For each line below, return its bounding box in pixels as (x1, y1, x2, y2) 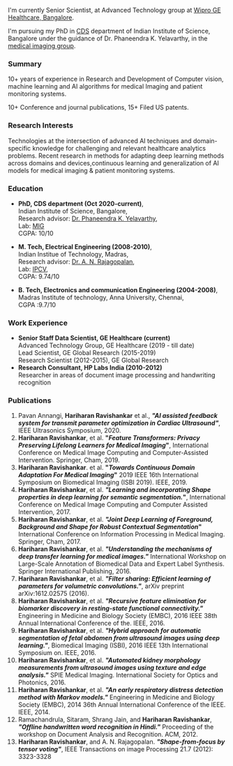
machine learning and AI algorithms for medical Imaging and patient (8, 82, 203, 91)
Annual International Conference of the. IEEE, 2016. (17, 619, 165, 627)
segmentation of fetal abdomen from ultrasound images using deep (17, 634, 220, 643)
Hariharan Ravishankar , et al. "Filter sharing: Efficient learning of (17, 575, 211, 583)
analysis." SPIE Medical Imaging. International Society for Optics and (17, 671, 218, 679)
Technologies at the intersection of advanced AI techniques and (8, 136, 192, 145)
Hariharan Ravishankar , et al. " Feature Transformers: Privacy (17, 434, 201, 442)
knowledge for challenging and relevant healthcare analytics (32, 144, 206, 152)
